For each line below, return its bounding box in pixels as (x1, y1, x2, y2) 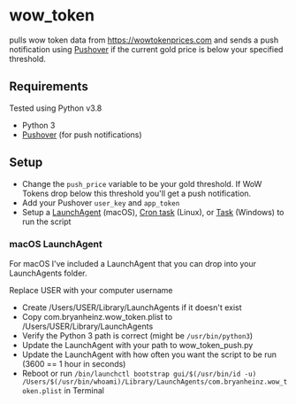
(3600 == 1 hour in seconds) (21, 358, 126, 369)
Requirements (9, 79, 88, 94)
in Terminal (64, 385, 104, 395)
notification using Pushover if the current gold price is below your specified (9, 43, 284, 54)
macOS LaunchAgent (9, 238, 103, 251)
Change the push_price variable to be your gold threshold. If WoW (21, 178, 262, 189)
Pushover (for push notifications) (21, 129, 143, 140)
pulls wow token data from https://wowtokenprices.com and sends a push (9, 35, 279, 45)
